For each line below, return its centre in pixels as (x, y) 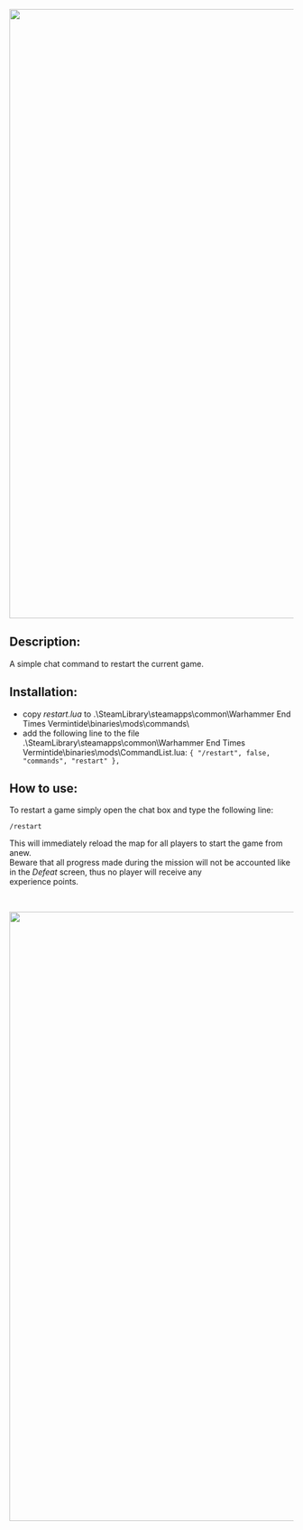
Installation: (44, 692)
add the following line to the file (81, 733)
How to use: (44, 788)
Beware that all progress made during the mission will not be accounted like (150, 863)
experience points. (44, 882)
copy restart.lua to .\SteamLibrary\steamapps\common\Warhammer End (156, 714)
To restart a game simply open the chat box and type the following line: (142, 810)
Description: (45, 642)
